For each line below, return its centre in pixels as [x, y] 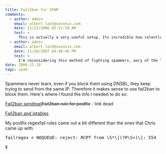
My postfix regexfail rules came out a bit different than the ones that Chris [80, 123]
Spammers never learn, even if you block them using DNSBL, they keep [78, 84]
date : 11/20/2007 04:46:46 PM [45, 51]
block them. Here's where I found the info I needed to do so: [66, 94]
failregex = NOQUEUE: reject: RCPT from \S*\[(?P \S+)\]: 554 [81, 137]
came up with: [20, 128]
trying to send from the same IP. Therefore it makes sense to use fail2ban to [83, 89]
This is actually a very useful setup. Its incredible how [80, 38]
